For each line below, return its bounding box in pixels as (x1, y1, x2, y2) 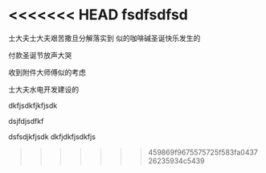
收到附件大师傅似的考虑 (8, 67, 86, 77)
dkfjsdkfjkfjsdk (8, 101, 58, 110)
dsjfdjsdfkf (8, 116, 44, 126)
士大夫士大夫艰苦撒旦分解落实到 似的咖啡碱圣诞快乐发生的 (8, 33, 201, 43)
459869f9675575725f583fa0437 (148, 147, 259, 157)
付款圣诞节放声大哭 (8, 50, 72, 60)
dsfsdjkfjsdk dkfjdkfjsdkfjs (8, 131, 96, 142)
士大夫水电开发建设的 (8, 84, 79, 94)
